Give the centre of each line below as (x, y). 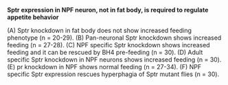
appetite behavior (33, 17)
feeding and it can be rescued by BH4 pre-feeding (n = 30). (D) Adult (105, 52)
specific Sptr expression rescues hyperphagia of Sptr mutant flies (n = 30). (113, 74)
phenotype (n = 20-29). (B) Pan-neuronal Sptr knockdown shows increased (114, 38)
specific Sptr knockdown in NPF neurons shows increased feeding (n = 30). (114, 60)
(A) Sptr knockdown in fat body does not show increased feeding (100, 31)
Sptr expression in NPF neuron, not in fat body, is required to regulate (108, 10)
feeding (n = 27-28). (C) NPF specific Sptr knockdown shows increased (109, 45)
